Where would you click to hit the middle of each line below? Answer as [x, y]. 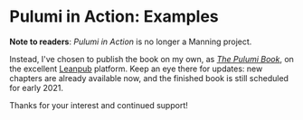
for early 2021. [36, 88]
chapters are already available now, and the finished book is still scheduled [149, 78]
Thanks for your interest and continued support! [99, 105]
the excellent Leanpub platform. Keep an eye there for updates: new [136, 69]
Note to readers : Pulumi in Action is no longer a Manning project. [131, 42]
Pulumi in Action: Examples [114, 17]
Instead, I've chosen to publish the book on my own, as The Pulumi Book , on [151, 59]
